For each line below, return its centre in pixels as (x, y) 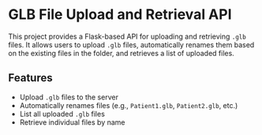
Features (30, 78)
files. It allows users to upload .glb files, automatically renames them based (131, 44)
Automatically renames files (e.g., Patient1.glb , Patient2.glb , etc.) (129, 105)
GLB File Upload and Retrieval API (120, 15)
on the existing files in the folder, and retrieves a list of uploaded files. (121, 53)
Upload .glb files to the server (69, 97)
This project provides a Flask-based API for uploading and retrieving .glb (127, 36)
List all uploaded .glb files (62, 114)
